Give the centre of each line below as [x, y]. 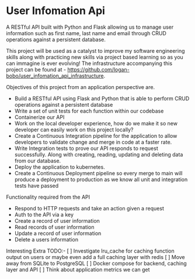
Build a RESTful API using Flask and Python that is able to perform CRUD [102, 98]
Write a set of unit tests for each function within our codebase [89, 111]
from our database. [38, 161]
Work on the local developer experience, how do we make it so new [96, 123]
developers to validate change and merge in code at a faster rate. [93, 142]
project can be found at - [36, 69]
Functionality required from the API [48, 197]
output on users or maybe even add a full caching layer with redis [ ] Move [95, 257]
